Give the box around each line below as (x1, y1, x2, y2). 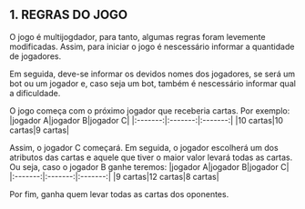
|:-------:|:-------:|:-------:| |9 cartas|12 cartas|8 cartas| (9, 171, 220, 182)
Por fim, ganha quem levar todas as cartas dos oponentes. (9, 188, 229, 199)
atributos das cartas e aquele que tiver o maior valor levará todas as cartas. (9, 152, 293, 163)
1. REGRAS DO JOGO (9, 7, 128, 23)
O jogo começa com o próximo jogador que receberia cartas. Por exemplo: (9, 104, 290, 116)
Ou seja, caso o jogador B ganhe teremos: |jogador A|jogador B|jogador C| (9, 161, 290, 172)
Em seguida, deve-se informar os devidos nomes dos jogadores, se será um (9, 68, 296, 79)
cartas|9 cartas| (9, 124, 70, 135)
